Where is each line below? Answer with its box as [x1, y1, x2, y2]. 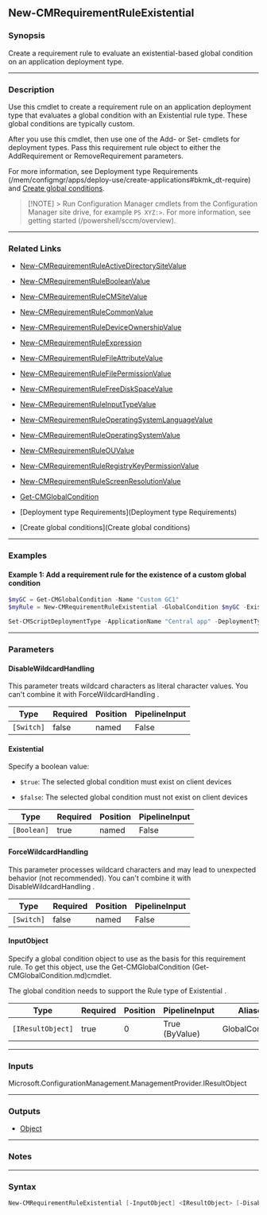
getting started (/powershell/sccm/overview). [27, 215, 176, 225]
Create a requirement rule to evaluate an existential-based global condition [8, 48, 253, 58]
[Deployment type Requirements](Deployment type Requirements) [19, 508, 237, 517]
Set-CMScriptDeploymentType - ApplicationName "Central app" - [8, 617, 219, 626]
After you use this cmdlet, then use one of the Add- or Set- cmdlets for [8, 134, 241, 144]
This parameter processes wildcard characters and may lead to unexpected [8, 865, 257, 874]
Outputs [8, 1105, 41, 1116]
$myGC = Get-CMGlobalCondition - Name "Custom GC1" [8, 596, 180, 604]
